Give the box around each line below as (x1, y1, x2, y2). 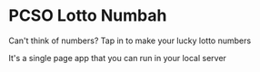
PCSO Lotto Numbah (8, 5, 167, 26)
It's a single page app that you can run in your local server (8, 52, 226, 63)
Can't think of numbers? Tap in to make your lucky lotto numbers (8, 35, 252, 46)
